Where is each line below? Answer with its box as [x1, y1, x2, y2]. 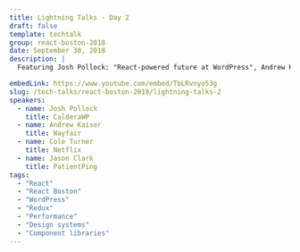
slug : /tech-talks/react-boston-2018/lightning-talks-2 [9, 87, 221, 97]
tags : [9, 171, 29, 180]
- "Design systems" [17, 220, 90, 229]
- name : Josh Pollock [17, 104, 98, 113]
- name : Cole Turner [17, 138, 94, 147]
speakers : [9, 96, 46, 105]
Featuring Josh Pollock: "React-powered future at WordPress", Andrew [17, 63, 286, 72]
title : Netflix [25, 146, 82, 155]
